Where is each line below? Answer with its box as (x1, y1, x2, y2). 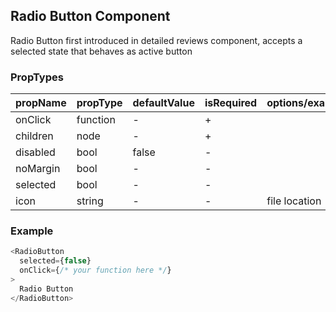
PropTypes (10, 70, 64, 84)
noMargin (15, 162, 61, 176)
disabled (15, 145, 56, 159)
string (76, 194, 104, 208)
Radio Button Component (10, 8, 171, 25)
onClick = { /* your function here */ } (19, 265, 172, 276)
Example (10, 224, 54, 238)
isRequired (204, 96, 258, 110)
